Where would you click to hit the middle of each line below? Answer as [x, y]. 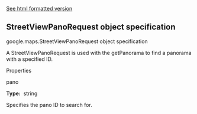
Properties [19, 70]
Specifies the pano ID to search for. [49, 105]
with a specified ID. [30, 59]
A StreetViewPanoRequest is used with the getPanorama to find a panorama [99, 53]
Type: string [22, 93]
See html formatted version [39, 9]
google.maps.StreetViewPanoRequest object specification [77, 41]
